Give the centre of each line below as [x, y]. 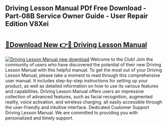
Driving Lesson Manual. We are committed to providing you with [72, 113]
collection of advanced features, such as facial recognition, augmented [79, 97]
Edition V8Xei [27, 24]
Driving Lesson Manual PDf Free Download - [76, 8]
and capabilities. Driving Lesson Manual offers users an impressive [75, 91]
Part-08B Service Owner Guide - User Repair [77, 16]
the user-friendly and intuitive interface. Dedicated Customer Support [77, 107]
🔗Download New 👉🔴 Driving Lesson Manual [76, 45]
